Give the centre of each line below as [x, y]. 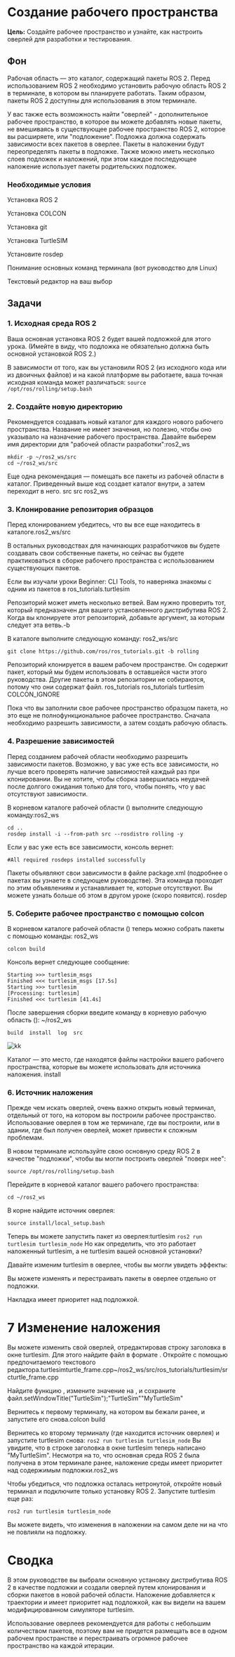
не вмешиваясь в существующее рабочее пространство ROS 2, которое [116, 129]
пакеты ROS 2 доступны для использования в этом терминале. [102, 100]
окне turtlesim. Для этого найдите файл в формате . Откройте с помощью [117, 1355]
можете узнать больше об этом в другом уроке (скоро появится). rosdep [117, 895]
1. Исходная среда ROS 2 [52, 324]
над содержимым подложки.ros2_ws [63, 1470]
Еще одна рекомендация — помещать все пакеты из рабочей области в [116, 476]
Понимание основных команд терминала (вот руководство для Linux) [113, 268]
